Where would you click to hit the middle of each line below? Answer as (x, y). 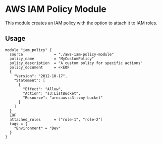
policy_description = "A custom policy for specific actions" (76, 63)
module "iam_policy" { (28, 50)
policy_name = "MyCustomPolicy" (52, 59)
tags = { (19, 124)
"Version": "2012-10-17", (41, 76)
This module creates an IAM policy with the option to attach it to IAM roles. (81, 23)
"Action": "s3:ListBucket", (52, 93)
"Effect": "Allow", (43, 89)
